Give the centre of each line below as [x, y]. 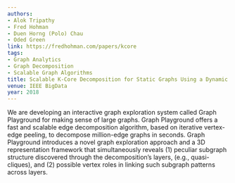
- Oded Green [26, 40]
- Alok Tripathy [31, 20]
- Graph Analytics [34, 60]
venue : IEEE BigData [38, 86]
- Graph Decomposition [40, 66]
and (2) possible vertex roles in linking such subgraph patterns [125, 165]
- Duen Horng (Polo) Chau [45, 33]
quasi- [200, 157]
